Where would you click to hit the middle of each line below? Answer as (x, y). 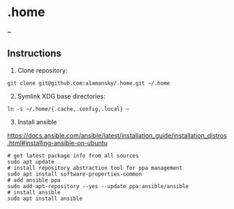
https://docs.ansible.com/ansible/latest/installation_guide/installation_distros (117, 135)
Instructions (34, 53)
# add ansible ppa (34, 180)
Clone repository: (42, 70)
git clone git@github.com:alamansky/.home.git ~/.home (89, 83)
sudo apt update (31, 161)
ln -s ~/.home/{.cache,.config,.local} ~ (68, 109)
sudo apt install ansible (45, 199)
